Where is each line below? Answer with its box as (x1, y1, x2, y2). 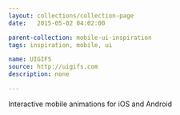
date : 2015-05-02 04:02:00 (8, 19, 106, 27)
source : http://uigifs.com (8, 63, 98, 71)
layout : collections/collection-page (8, 11, 134, 20)
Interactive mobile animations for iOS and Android (8, 99, 173, 109)
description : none (8, 70, 70, 78)
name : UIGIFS (8, 55, 52, 64)
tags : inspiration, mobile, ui (8, 41, 113, 49)
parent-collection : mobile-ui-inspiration (8, 34, 152, 42)
